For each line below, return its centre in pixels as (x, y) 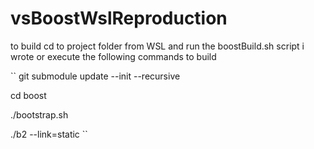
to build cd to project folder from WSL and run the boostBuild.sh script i (157, 46)
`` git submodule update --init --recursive (95, 76)
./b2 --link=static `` (49, 134)
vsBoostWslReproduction (119, 18)
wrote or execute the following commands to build (113, 56)
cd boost (28, 95)
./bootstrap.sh (39, 114)
